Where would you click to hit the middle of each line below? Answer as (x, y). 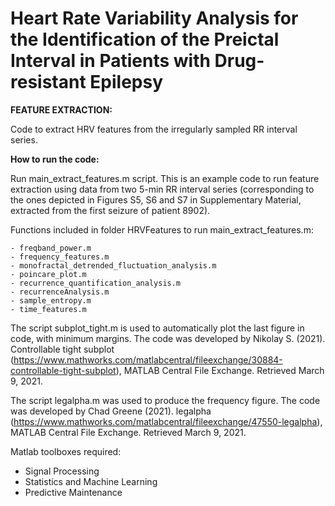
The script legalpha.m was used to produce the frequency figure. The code (165, 400)
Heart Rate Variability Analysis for (154, 18)
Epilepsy (126, 82)
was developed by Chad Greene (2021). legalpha (111, 411)
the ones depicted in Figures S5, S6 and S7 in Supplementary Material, (156, 199)
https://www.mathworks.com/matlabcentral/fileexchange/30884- (148, 359)
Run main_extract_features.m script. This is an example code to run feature (165, 178)
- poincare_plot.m (48, 274)
